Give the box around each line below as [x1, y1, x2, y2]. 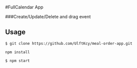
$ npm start [5, 58, 30, 63]
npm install [5, 49, 30, 55]
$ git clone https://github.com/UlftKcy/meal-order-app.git [5, 41, 133, 46]
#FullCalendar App [5, 4, 44, 10]
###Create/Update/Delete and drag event [5, 14, 91, 19]
